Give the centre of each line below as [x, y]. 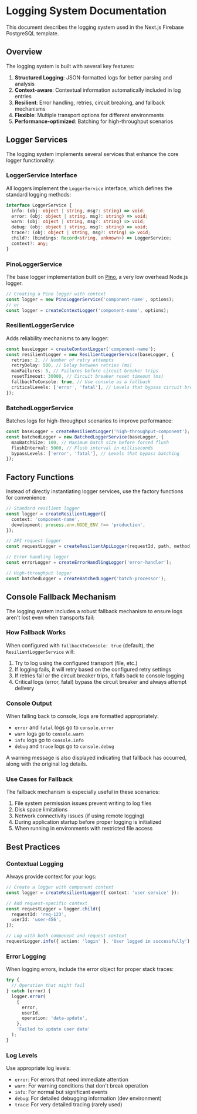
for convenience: [26, 498]
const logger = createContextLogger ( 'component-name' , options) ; [87, 310]
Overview [24, 52]
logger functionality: [30, 160]
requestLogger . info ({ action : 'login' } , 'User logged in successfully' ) [98, 942]
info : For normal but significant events [61, 1092]
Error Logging [26, 956]
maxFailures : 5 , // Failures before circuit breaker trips [85, 371]
